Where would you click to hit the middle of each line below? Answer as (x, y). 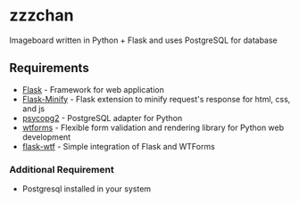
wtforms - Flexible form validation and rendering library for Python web (153, 127)
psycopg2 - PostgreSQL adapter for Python (102, 118)
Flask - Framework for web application (93, 89)
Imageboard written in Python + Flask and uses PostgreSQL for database (144, 40)
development (46, 137)
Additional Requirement (62, 169)
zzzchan (42, 16)
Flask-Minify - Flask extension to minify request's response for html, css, (156, 99)
